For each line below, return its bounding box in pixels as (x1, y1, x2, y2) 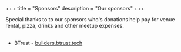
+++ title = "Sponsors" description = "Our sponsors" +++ (5, 5, 145, 12)
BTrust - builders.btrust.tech (14, 40, 83, 46)
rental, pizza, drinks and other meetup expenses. (5, 23, 124, 29)
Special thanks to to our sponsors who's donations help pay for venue (5, 16, 175, 23)
